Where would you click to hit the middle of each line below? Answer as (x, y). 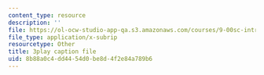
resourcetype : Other (42, 45)
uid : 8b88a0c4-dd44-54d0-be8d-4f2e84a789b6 (81, 59)
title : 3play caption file (52, 52)
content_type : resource (47, 15)
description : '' (35, 23)
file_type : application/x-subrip (63, 37)
